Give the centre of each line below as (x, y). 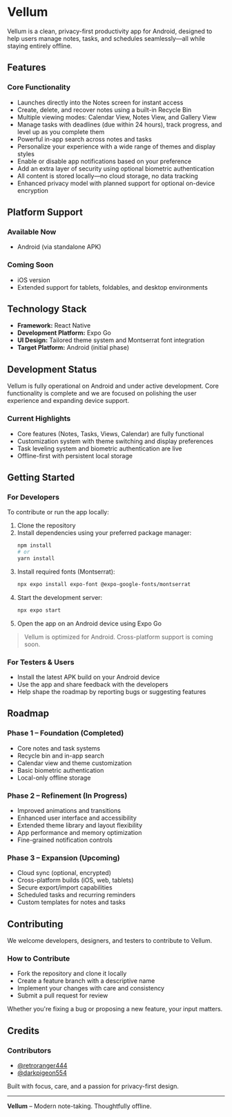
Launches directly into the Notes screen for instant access (100, 102)
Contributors (29, 1050)
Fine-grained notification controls (65, 840)
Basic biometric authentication (60, 770)
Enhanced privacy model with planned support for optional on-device (116, 183)
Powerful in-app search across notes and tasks (84, 139)
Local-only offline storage (54, 778)
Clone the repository (46, 525)
